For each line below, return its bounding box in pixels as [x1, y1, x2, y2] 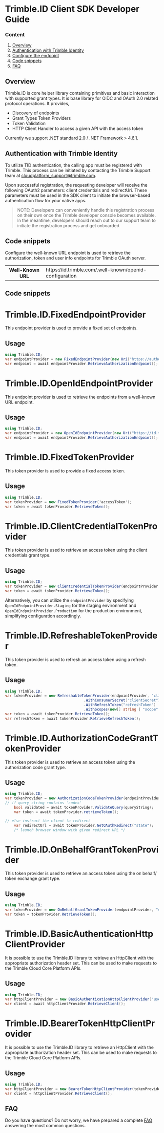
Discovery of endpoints [12, 110, 60, 116]
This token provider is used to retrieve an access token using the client [5, 547, 147, 553]
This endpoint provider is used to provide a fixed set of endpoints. [5, 325, 138, 331]
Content [5, 31, 25, 38]
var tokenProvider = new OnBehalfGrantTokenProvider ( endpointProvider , [5, 907, 154, 912]
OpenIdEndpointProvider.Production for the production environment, [5, 607, 143, 614]
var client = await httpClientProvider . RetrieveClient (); [5, 1002, 125, 1006]
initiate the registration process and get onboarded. [17, 223, 121, 229]
